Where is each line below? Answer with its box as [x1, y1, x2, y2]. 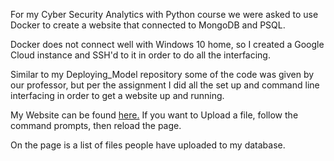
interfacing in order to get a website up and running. [10, 90, 225, 101]
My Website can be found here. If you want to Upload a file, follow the [10, 109, 299, 121]
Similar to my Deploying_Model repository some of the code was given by [10, 69, 315, 80]
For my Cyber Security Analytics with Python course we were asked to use [10, 9, 319, 20]
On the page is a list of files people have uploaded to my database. [10, 139, 286, 151]
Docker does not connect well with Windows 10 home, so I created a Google [10, 39, 325, 50]
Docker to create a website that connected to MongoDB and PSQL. [10, 19, 286, 31]
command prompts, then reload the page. [10, 120, 182, 131]
